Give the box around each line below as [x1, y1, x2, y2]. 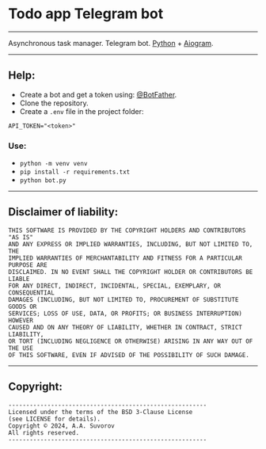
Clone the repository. [19, 98, 89, 108]
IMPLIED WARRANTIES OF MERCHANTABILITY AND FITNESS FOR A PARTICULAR [8, 254, 243, 262]
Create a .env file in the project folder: [19, 106, 144, 116]
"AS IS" [8, 233, 34, 242]
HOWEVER [8, 316, 34, 325]
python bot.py [19, 177, 66, 185]
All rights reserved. [8, 428, 80, 436]
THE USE [8, 344, 34, 352]
